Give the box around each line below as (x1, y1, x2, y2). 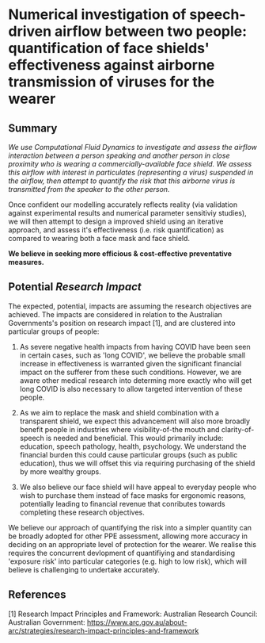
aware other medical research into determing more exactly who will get (19, 375, 252, 385)
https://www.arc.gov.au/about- (86, 617, 187, 627)
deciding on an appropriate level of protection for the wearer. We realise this (8, 539, 257, 549)
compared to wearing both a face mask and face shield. (8, 234, 191, 243)
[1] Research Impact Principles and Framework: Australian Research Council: (8, 609, 258, 618)
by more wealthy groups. (19, 466, 101, 477)
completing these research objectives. (19, 507, 145, 517)
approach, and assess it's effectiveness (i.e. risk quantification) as (8, 225, 224, 235)
